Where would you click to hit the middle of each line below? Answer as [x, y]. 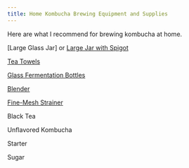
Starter [17, 143]
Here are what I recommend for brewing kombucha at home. [95, 34]
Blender [19, 88]
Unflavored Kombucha [40, 130]
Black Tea [22, 116]
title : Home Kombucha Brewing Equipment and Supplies [88, 14]
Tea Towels [24, 61]
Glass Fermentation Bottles [46, 75]
